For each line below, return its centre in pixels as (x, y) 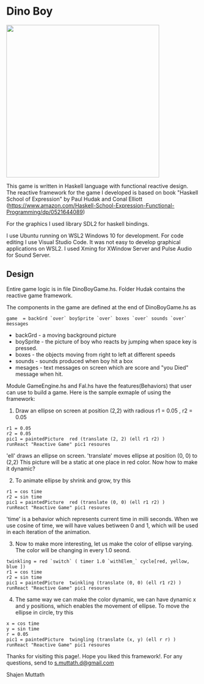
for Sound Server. (28, 255)
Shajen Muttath (25, 674)
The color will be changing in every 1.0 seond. (73, 550)
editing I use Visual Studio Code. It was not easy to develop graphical (94, 242)
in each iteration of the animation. (49, 531)
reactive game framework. (39, 295)
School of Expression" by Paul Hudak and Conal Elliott (75, 199)
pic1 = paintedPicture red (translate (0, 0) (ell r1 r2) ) (86, 502)
